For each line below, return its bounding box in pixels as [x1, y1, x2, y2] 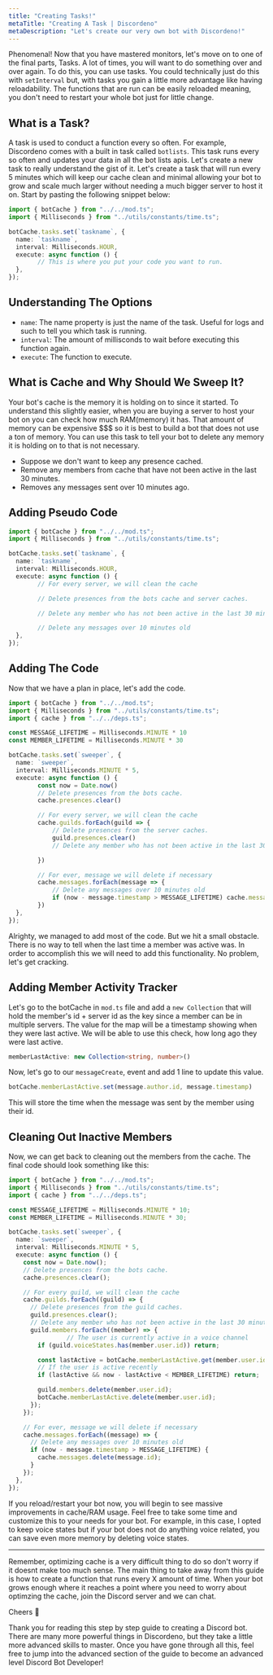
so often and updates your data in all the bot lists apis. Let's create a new [8, 156, 253, 165]
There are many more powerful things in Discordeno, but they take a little [8, 1631, 253, 1641]
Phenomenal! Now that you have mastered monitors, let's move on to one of [8, 50, 263, 59]
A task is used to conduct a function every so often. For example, [8, 138, 227, 147]
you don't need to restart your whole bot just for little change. [8, 93, 214, 103]
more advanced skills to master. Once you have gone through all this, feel [8, 1640, 254, 1650]
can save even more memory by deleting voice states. [8, 1532, 189, 1543]
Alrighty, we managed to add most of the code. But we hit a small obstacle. [8, 931, 260, 941]
